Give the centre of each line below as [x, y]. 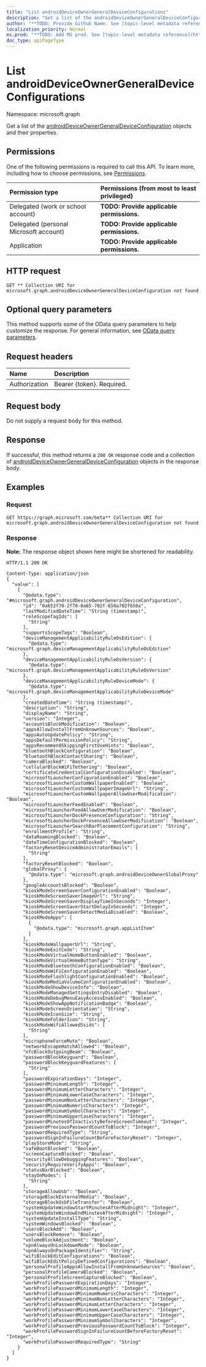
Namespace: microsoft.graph [43, 114]
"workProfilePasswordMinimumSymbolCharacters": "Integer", [99, 1320]
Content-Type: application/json [48, 574]
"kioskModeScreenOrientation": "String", [76, 1009]
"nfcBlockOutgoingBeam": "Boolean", [69, 1052]
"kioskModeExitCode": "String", [64, 949]
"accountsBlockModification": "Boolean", [76, 724]
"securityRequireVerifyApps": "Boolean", [76, 1164]
